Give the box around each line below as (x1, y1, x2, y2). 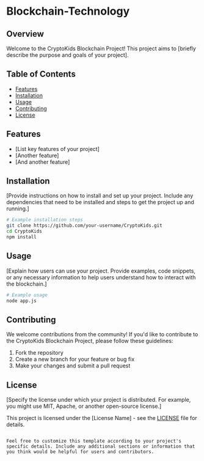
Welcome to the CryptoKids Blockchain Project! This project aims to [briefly (6, 45, 197, 52)
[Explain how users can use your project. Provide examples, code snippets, (6, 267, 195, 275)
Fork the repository (15, 349, 64, 356)
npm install (6, 234, 37, 240)
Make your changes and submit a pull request (15, 362, 131, 369)
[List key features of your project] (15, 145, 100, 152)
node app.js (6, 298, 37, 304)
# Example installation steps (6, 217, 84, 223)
